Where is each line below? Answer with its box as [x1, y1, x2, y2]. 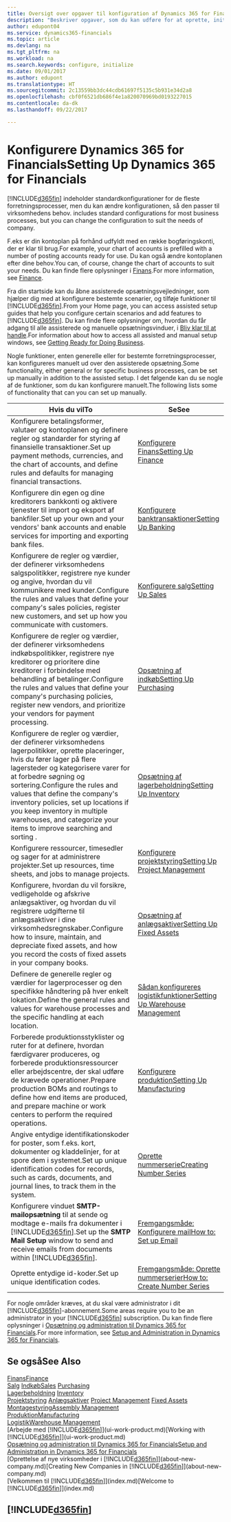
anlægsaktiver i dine [10, 915, 76, 925]
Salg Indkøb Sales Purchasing [7, 1381, 90, 1390]
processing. [10, 717, 49, 727]
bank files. [10, 540, 45, 549]
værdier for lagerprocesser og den [10, 978, 122, 987]
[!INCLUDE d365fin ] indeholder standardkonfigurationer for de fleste [7, 194, 200, 202]
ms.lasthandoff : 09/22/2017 [7, 106, 88, 113]
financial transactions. [10, 477, 82, 486]
